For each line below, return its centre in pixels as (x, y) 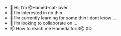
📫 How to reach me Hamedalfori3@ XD (51, 28)
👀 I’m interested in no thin (36, 13)
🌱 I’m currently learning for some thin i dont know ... (63, 18)
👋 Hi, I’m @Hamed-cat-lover (39, 8)
